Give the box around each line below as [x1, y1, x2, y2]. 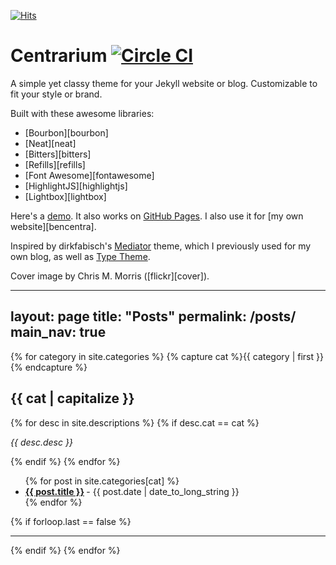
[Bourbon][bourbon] [24, 126, 109, 139]
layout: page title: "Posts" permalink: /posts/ [10, 308, 297, 325]
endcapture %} [24, 361, 88, 373]
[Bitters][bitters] [24, 148, 92, 160]
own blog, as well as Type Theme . [10, 250, 151, 262]
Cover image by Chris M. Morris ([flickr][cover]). [10, 270, 210, 282]
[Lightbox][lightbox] [24, 190, 107, 202]
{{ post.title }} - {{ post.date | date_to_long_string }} [24, 485, 240, 497]
